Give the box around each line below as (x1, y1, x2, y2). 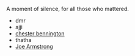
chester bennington (15, 30, 65, 37)
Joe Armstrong (15, 43, 53, 50)
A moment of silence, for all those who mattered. (6, 5, 130, 12)
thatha (15, 37, 32, 43)
